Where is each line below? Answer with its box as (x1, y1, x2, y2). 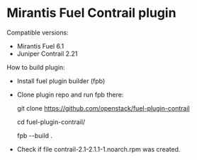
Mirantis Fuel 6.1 (16, 42, 64, 50)
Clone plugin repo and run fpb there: (16, 90, 124, 99)
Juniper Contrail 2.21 (16, 49, 78, 58)
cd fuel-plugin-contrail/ (16, 118, 86, 126)
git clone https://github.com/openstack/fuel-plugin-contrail (16, 104, 190, 112)
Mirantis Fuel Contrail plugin (6, 5, 176, 21)
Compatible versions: (6, 28, 69, 37)
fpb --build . (16, 131, 53, 140)
